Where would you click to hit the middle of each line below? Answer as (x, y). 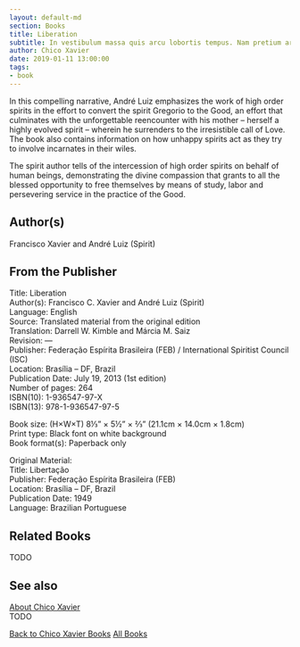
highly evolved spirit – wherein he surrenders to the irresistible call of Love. (147, 129)
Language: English (43, 312)
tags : (19, 68)
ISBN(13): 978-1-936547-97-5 (65, 407)
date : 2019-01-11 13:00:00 (59, 59)
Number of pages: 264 (51, 388)
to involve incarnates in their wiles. (73, 148)
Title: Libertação (39, 470)
